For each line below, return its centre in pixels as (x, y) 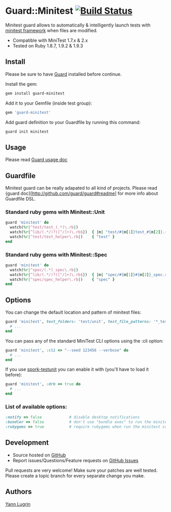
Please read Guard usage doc (36, 160)
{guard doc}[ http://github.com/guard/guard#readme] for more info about (82, 193)
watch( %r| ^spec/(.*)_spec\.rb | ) (44, 270)
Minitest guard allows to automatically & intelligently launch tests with (78, 25)
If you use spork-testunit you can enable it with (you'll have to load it (77, 369)
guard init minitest (27, 132)
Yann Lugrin (18, 504)
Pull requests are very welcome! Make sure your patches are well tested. (81, 470)
